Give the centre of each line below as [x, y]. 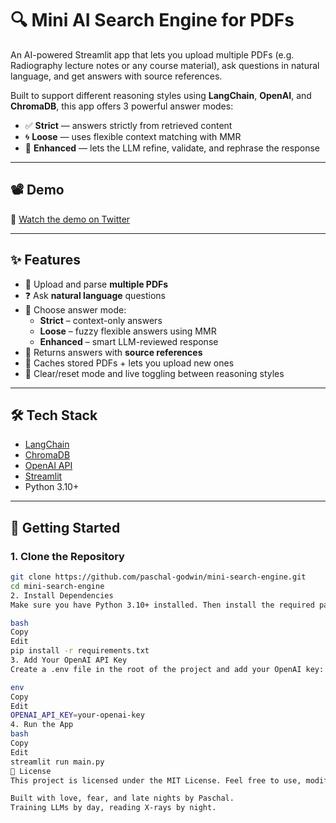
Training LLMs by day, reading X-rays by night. [113, 808]
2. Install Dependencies [62, 595]
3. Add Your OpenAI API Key [69, 660]
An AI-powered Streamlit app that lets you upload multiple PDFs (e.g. [152, 54]
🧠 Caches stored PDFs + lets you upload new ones [129, 363]
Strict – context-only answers [101, 320]
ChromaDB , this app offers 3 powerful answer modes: [122, 106]
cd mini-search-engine [57, 586]
